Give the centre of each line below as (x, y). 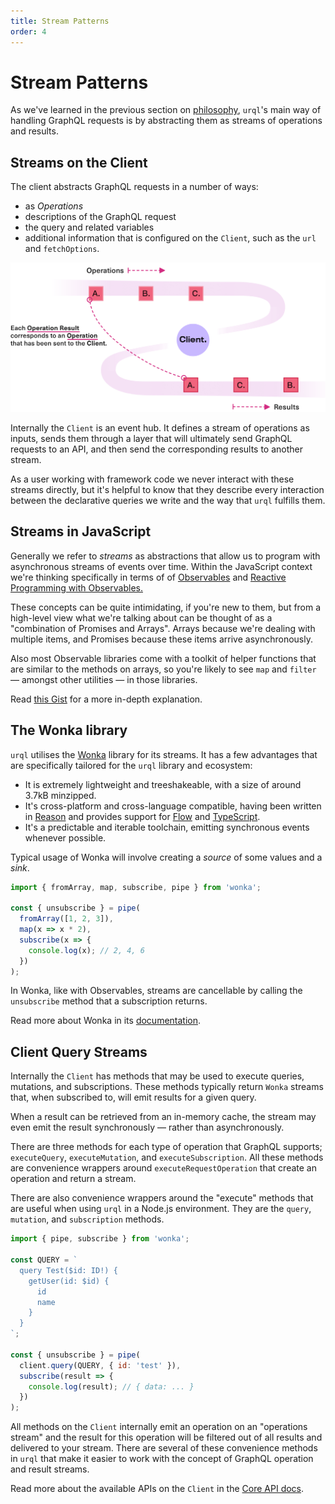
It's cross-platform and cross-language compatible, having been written (173, 806)
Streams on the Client (79, 162)
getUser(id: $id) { (69, 1281)
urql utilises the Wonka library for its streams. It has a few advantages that (164, 754)
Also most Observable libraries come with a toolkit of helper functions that (163, 658)
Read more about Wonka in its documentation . (106, 1021)
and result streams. (50, 1469)
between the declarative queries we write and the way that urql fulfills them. (168, 500)
